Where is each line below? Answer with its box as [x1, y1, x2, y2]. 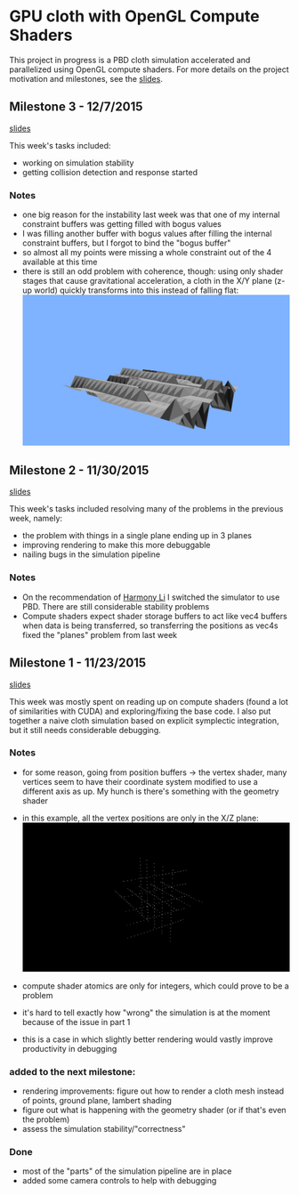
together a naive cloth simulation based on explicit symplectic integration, [9, 715, 279, 726]
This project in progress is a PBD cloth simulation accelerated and [9, 54, 251, 65]
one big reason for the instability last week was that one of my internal [21, 209, 280, 220]
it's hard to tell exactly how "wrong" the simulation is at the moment [21, 1007, 271, 1018]
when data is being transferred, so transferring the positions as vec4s [21, 620, 279, 631]
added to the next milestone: [9, 1065, 136, 1078]
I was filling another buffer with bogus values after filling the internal [21, 229, 272, 239]
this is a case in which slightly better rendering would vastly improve [21, 1034, 273, 1045]
